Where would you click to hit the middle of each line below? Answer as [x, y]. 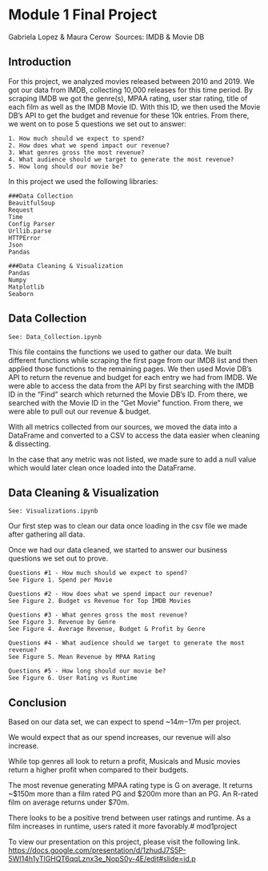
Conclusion [38, 703]
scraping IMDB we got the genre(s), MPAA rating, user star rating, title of [128, 98]
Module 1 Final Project [83, 15]
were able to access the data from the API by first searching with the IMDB [131, 386]
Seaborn [21, 294]
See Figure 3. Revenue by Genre [62, 622]
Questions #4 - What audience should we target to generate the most [127, 643]
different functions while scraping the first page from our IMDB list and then [133, 360]
